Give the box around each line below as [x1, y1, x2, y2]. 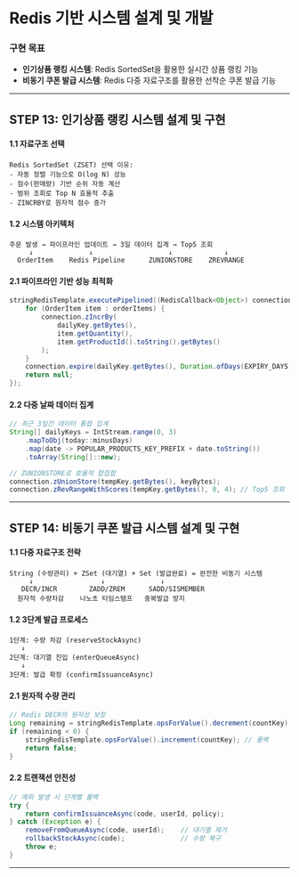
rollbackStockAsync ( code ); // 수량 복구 [25, 834, 222, 843]
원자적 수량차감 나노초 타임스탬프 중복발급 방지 [17, 594, 185, 603]
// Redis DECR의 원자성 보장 [9, 711, 107, 719]
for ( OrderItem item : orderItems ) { [25, 305, 166, 313]
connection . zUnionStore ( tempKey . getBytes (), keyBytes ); [9, 477, 221, 486]
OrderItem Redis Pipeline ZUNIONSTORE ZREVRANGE [17, 256, 245, 265]
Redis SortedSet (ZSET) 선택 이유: [9, 161, 133, 170]
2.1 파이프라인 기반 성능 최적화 [9, 275, 114, 286]
